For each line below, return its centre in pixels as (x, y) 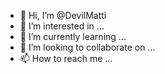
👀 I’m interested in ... (62, 26)
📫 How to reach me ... (66, 58)
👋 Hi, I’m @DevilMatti (63, 15)
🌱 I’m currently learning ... (73, 36)
